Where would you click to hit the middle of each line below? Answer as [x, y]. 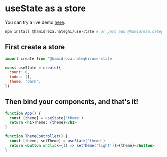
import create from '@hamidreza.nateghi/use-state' [60, 59]
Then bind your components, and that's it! [72, 102]
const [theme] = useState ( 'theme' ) [46, 118]
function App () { [23, 113]
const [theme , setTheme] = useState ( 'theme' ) [58, 141]
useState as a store [45, 9]
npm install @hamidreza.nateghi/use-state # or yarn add [65, 31]
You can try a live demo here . [35, 22]
